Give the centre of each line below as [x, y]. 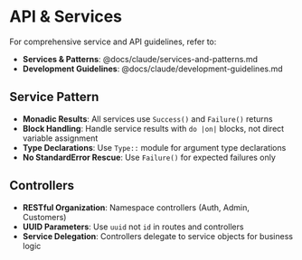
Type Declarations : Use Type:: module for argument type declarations [154, 147]
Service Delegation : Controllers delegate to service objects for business [158, 236]
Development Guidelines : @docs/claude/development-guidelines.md [152, 69]
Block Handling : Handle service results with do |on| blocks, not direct [153, 128]
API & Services [66, 17]
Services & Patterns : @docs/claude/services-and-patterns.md [140, 59]
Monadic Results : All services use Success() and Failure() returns [147, 118]
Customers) [44, 217]
